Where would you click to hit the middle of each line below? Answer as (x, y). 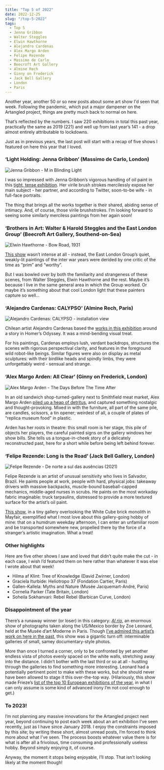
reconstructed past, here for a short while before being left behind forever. (80, 443)
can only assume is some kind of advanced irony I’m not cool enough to (78, 687)
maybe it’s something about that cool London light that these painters (75, 290)
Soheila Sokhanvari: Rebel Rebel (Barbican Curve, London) (71, 597)
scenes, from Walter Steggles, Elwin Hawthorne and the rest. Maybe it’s (77, 280)
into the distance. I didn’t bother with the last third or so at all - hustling (76, 661)
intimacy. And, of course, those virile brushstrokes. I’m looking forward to (79, 210)
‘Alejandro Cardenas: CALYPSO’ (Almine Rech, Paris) (69, 308)
